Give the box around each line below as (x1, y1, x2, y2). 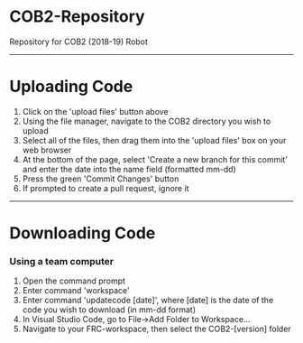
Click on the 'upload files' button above (22, 106, 169, 116)
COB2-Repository (9, 6, 146, 27)
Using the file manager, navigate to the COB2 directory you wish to (22, 116, 271, 126)
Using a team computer (9, 255, 115, 267)
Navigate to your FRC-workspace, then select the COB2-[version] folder (22, 323, 291, 335)
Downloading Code (9, 223, 156, 244)
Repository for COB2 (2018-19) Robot (9, 36, 149, 47)
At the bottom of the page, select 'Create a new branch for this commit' (22, 153, 289, 164)
